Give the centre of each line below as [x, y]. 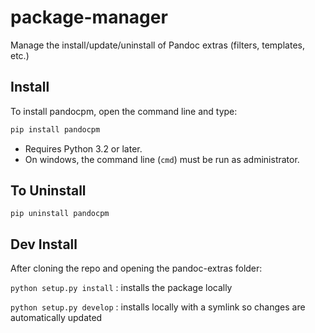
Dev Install [44, 244]
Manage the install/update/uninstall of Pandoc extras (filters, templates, [157, 45]
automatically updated [56, 318]
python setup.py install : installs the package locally [121, 288]
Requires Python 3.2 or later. [83, 148]
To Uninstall [48, 191]
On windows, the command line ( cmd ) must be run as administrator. [162, 159]
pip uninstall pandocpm [60, 214]
